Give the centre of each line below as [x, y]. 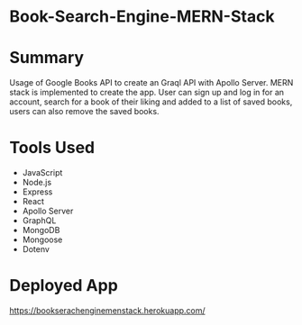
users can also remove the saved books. [84, 112]
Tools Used [52, 148]
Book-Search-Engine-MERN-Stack [142, 17]
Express [37, 192]
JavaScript [42, 173]
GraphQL [39, 221]
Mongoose [42, 239]
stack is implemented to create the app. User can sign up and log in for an [147, 93]
